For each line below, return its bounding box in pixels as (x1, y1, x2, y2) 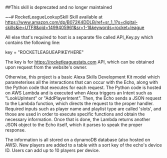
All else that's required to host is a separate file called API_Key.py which (5, 34, 153, 40)
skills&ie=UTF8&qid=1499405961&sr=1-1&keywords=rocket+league (5, 24, 144, 30)
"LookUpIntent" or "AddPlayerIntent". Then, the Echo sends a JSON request (5, 95, 161, 101)
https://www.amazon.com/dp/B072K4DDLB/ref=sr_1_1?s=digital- (5, 19, 138, 25)
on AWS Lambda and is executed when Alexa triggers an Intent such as (5, 90, 152, 95)
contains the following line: (5, 39, 61, 45)
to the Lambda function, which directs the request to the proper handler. (5, 100, 154, 106)
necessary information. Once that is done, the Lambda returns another (5, 116, 150, 122)
